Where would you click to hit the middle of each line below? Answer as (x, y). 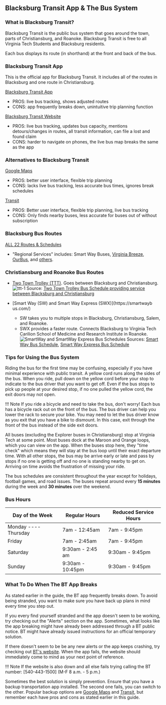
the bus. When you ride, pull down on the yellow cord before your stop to (80, 379)
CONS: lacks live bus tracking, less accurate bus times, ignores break (83, 186)
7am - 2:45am (80, 541)
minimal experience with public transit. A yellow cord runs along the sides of (83, 373)
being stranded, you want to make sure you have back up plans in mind (78, 601)
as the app (23, 147)
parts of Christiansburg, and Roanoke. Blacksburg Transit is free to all (76, 38)
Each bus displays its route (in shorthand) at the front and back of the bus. (81, 53)
